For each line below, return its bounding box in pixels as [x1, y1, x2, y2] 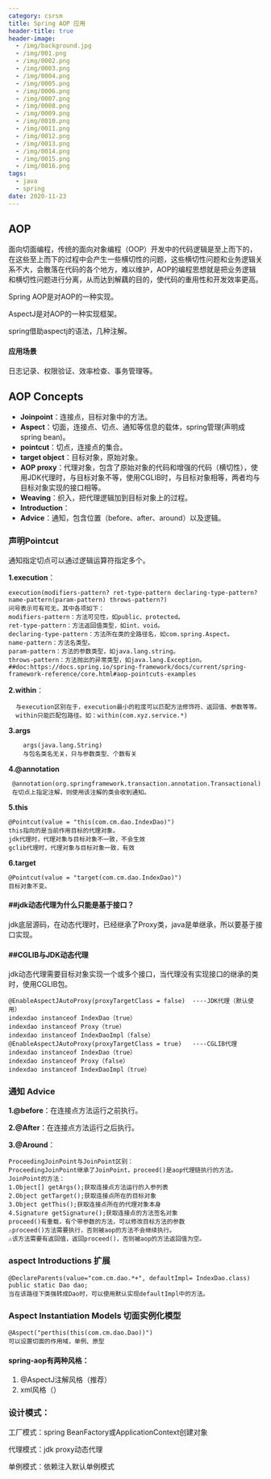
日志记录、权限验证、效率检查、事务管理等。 [8, 365, 157, 376]
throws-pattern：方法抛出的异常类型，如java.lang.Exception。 [8, 655, 206, 664]
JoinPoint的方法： [8, 1175, 65, 1183]
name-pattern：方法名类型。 [8, 638, 94, 647]
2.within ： [8, 685, 44, 695]
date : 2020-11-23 [8, 192, 67, 200]
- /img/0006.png [15, 86, 70, 95]
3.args [8, 725, 31, 735]
